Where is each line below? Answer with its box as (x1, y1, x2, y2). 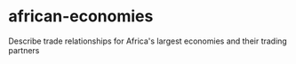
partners (8, 44, 40, 55)
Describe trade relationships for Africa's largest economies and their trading (8, 36, 288, 46)
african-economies (8, 6, 154, 27)
